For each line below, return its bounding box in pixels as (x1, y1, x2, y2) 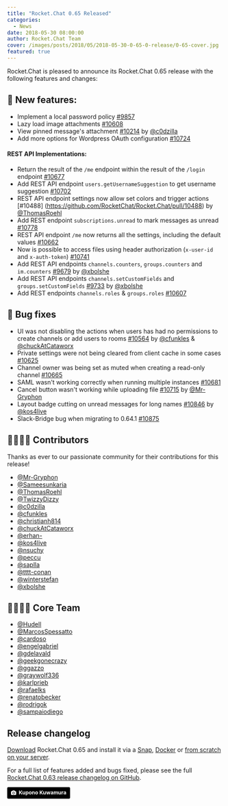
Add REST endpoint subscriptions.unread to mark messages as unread (16, 216, 219, 224)
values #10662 (16, 238, 59, 246)
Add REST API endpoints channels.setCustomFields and (16, 274, 175, 282)
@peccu (16, 553, 41, 561)
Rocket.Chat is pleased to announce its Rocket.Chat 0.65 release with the (7, 66, 214, 75)
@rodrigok (16, 700, 47, 709)
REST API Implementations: (7, 150, 87, 158)
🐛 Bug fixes (7, 309, 57, 321)
